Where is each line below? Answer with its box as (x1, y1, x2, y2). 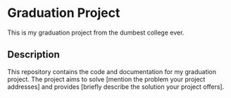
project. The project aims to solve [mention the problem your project (7, 75, 206, 83)
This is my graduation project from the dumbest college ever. (7, 28, 185, 37)
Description (7, 49, 60, 61)
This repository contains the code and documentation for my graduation (7, 67, 217, 75)
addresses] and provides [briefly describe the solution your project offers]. (7, 82, 225, 91)
